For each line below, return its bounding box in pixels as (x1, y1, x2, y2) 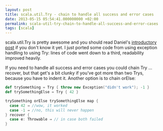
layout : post (5, 7, 32, 12)
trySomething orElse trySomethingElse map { (5, 98, 99, 103)
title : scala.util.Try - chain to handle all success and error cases (5, 12, 154, 17)
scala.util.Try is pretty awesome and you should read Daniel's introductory (5, 39, 157, 45)
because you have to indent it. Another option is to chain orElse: (5, 75, 136, 81)
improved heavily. (5, 55, 41, 61)
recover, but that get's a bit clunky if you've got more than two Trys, (5, 70, 144, 76)
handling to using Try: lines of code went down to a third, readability (5, 50, 144, 56)
